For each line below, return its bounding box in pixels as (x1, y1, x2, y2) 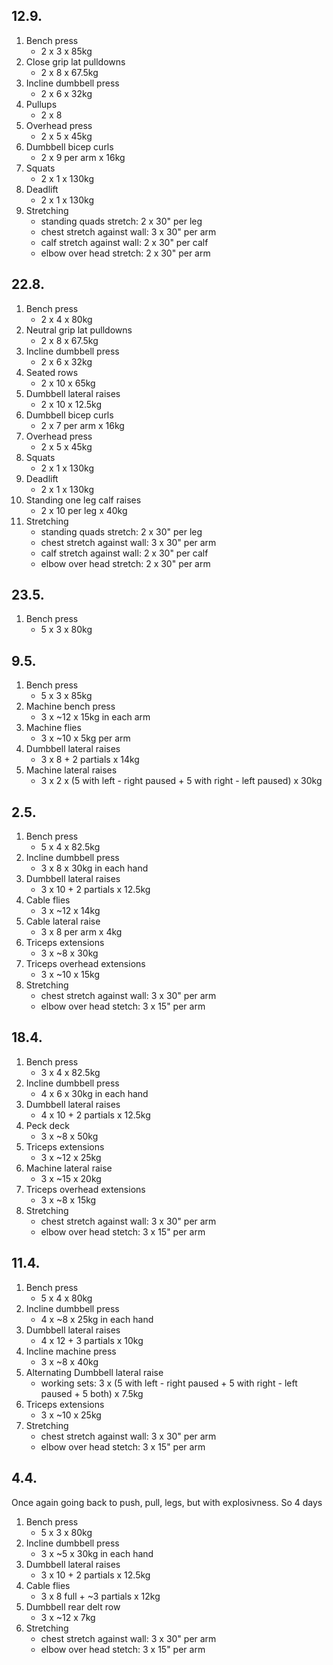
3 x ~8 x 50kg (40, 1130, 99, 1142)
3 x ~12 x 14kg (40, 905, 101, 917)
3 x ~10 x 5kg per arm (40, 732, 131, 744)
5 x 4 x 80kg (40, 1292, 93, 1304)
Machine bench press (25, 700, 116, 713)
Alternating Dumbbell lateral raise (25, 1366, 164, 1378)
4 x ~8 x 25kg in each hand (40, 1313, 154, 1325)
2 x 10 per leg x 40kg (40, 504, 128, 516)
